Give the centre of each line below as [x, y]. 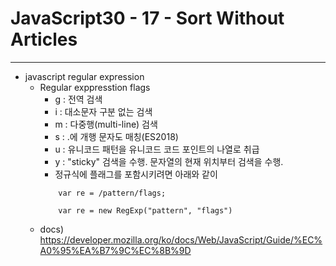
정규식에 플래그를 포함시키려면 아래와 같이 [136, 174]
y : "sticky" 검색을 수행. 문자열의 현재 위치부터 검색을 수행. [169, 161]
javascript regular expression [84, 76]
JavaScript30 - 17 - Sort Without [147, 18]
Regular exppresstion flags [95, 87]
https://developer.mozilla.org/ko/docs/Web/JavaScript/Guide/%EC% [181, 239]
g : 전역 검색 [78, 99]
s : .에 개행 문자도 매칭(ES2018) [116, 136]
